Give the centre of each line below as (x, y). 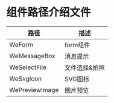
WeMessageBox (32, 56)
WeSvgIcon (26, 78)
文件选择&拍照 (85, 67)
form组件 (77, 45)
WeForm (21, 44)
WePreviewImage (34, 90)
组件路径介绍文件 (49, 12)
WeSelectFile (28, 67)
